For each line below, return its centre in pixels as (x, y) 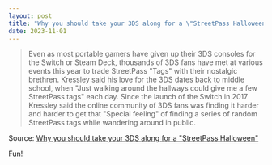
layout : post (30, 16)
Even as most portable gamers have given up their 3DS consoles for (142, 54)
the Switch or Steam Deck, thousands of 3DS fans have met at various (145, 62)
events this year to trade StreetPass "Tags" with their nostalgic (133, 71)
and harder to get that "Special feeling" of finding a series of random (142, 114)
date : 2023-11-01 (38, 31)
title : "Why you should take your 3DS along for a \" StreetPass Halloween (137, 23)
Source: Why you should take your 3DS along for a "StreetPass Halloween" (134, 138)
